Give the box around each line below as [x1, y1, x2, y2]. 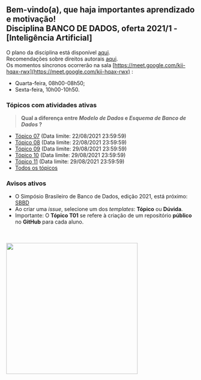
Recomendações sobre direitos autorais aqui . [6, 55, 118, 62]
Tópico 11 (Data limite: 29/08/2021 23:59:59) [14, 158, 125, 165]
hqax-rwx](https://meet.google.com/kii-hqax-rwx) [6, 68, 131, 75]
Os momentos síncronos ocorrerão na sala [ [6, 61, 115, 68]
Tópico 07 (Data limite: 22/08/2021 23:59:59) [14, 132, 127, 140]
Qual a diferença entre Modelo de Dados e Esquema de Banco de [20, 114, 187, 122]
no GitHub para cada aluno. [14, 218, 84, 225]
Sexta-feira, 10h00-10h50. [14, 86, 80, 93]
